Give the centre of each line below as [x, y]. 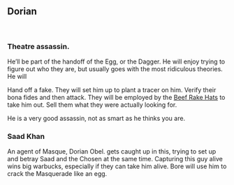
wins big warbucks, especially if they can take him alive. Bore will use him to [117, 166]
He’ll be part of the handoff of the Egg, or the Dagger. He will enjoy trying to [116, 61]
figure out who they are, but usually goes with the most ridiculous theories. [115, 69]
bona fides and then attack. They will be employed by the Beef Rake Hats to [116, 98]
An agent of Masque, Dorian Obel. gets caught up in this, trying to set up [112, 151]
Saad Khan [26, 137]
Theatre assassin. [38, 46]
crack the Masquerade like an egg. [57, 174]
